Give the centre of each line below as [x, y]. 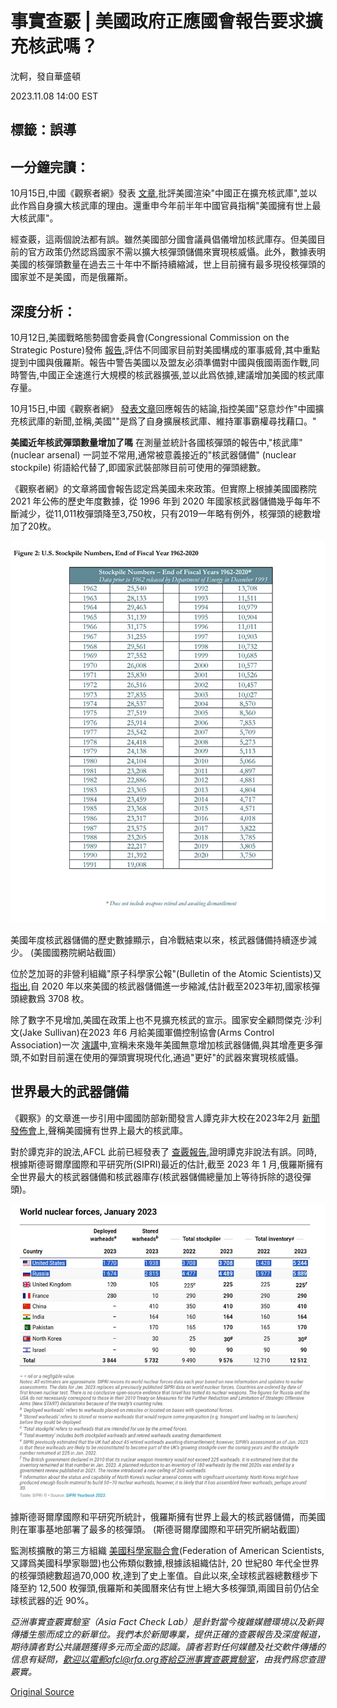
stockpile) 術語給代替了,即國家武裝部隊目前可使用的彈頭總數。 [138, 467]
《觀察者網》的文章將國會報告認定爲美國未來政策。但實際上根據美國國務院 [163, 488]
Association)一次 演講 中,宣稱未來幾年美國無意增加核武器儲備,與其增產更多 [162, 1045]
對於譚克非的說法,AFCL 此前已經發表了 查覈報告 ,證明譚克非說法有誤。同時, [164, 1151]
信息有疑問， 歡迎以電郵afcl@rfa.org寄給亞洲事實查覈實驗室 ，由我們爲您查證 [168, 1659]
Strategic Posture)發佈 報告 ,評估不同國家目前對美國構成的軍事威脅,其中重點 [165, 349]
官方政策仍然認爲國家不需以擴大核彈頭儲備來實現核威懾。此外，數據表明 [176, 252]
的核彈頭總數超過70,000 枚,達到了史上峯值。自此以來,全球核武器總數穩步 [160, 1575]
